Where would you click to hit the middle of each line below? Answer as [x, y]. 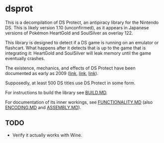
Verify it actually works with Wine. [47, 135]
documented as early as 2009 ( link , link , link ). [52, 73]
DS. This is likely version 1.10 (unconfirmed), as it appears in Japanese [77, 27]
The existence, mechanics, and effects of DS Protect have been [70, 68]
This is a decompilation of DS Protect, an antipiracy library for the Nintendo [82, 22]
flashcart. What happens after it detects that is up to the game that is [76, 48]
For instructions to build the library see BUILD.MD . [56, 92]
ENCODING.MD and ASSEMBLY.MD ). [43, 107]
